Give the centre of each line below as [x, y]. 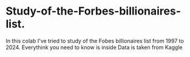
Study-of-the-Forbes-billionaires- [93, 11]
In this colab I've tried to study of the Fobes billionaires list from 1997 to [95, 41]
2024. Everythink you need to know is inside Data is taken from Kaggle [94, 47]
